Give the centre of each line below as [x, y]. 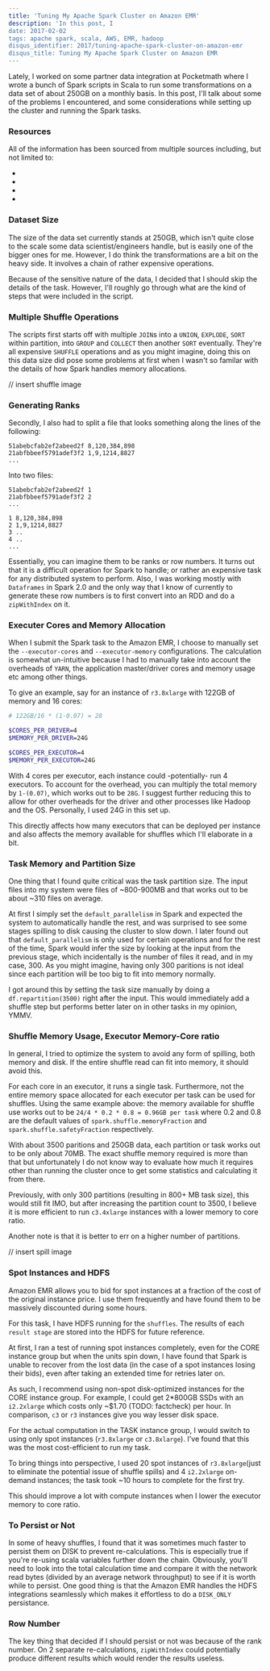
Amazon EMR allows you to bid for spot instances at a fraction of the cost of [135, 1290]
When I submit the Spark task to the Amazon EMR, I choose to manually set [133, 643]
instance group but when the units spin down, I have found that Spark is [128, 1356]
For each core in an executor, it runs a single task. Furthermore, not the [126, 1087]
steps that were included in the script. [71, 296]
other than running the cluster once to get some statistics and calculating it [133, 1171]
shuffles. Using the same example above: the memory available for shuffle [132, 1104]
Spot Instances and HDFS [59, 1273]
